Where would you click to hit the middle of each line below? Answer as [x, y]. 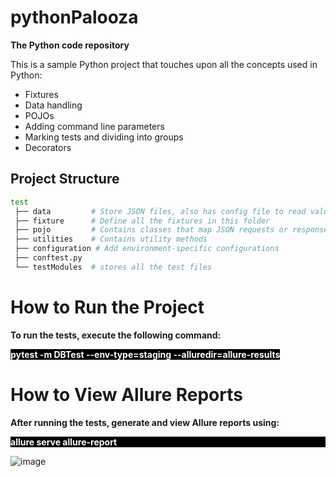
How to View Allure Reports [126, 394]
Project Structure [65, 179]
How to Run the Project [107, 307]
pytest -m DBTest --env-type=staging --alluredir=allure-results [145, 354]
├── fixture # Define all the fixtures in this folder [142, 221]
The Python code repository [70, 45]
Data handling [53, 105]
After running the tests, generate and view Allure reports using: [145, 422]
